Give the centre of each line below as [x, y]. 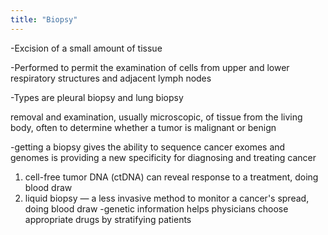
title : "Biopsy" [44, 19]
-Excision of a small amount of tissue [86, 48]
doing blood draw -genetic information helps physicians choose [156, 208]
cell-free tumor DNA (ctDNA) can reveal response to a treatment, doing [171, 177]
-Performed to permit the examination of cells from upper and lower [150, 67]
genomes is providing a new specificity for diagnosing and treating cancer [163, 157]
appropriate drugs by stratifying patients [108, 219]
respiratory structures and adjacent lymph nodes [111, 78]
